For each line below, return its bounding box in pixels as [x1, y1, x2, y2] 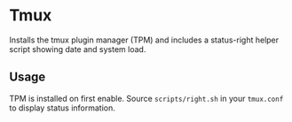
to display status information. [9, 103, 115, 113]
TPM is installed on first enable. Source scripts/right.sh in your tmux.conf [9, 93, 284, 103]
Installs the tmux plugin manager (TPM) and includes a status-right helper [9, 34, 280, 45]
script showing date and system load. [9, 43, 146, 54]
